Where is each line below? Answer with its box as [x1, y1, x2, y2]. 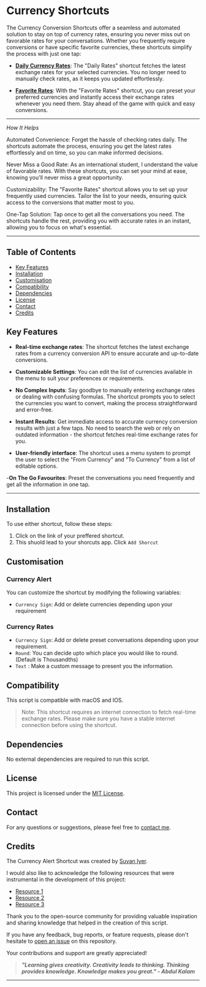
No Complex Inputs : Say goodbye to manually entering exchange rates [15, 386, 195, 394]
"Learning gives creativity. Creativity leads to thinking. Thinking [21, 961, 190, 969]
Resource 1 [15, 888, 44, 895]
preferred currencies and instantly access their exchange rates [15, 93, 175, 101]
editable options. [15, 462, 58, 470]
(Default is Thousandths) [15, 656, 78, 663]
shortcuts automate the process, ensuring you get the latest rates [6, 142, 172, 150]
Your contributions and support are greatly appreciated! [6, 950, 147, 957]
